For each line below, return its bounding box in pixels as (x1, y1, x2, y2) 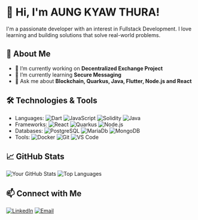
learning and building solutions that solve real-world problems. (6, 31, 160, 38)
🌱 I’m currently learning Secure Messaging (14, 71, 121, 78)
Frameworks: (14, 121, 48, 128)
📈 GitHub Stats (6, 151, 65, 161)
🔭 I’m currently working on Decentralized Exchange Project (14, 65, 163, 72)
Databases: (14, 127, 43, 134)
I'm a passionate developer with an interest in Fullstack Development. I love (6, 25, 192, 32)
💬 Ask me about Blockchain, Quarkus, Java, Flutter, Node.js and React (14, 77, 192, 84)
